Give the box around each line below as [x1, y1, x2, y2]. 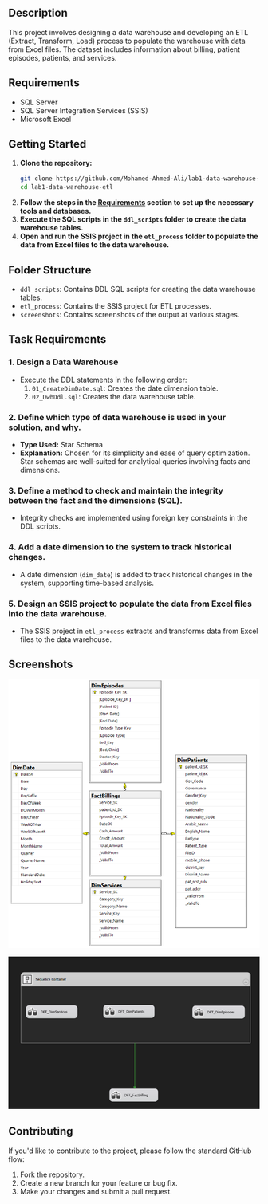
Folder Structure [8, 263, 92, 277]
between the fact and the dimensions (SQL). [8, 494, 183, 506]
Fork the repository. [19, 1170, 85, 1179]
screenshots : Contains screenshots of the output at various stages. [19, 310, 240, 319]
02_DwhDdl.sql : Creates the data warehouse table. [31, 391, 196, 401]
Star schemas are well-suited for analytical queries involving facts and [19, 456, 251, 466]
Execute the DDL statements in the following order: [19, 375, 187, 384]
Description [8, 6, 68, 20]
